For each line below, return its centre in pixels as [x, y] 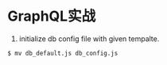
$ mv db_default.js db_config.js [63, 53]
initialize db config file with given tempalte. [89, 38]
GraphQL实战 [52, 16]
